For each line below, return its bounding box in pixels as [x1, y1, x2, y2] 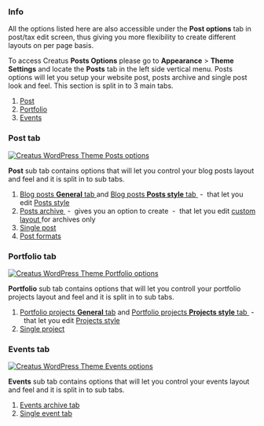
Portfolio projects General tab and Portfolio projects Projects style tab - [19, 307, 255, 317]
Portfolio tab [8, 251, 57, 262]
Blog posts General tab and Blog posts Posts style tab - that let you [19, 189, 244, 199]
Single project [19, 324, 65, 333]
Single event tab [19, 409, 73, 418]
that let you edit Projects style [23, 315, 120, 325]
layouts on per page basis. [8, 41, 94, 50]
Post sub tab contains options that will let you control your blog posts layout [8, 166, 255, 175]
